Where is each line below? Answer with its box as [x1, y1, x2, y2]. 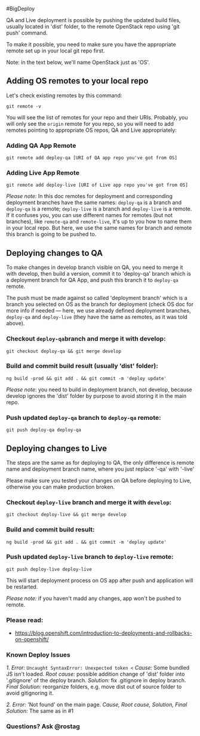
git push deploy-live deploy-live [6, 566, 93, 572]
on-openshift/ [14, 636, 49, 643]
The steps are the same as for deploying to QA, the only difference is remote [6, 459, 195, 466]
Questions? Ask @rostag [6, 722, 81, 731]
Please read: [6, 616, 44, 624]
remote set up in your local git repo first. [6, 47, 105, 54]
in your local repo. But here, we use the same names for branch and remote [6, 224, 192, 231]
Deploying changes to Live [6, 443, 107, 453]
